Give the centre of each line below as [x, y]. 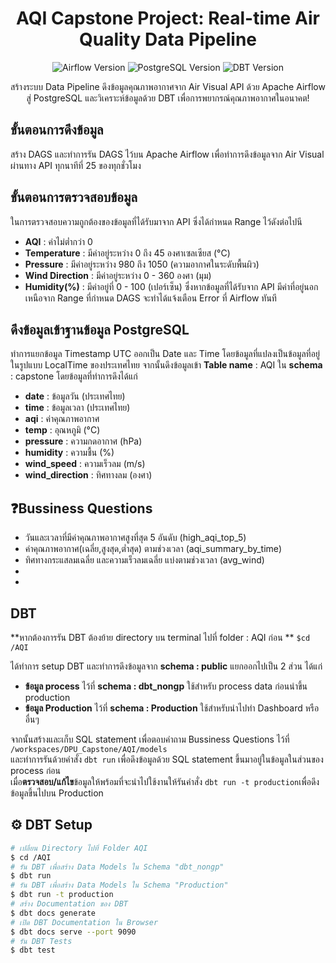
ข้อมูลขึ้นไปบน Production [57, 793]
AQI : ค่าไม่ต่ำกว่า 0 [58, 241]
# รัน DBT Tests [41, 941]
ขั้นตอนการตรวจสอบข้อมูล [74, 197]
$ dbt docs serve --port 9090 [73, 932]
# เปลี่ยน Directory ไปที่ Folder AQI [79, 848]
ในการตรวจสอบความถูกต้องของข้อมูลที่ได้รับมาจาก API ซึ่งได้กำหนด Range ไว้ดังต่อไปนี [156, 221]
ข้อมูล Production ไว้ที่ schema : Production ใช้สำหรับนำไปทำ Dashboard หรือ [172, 708]
